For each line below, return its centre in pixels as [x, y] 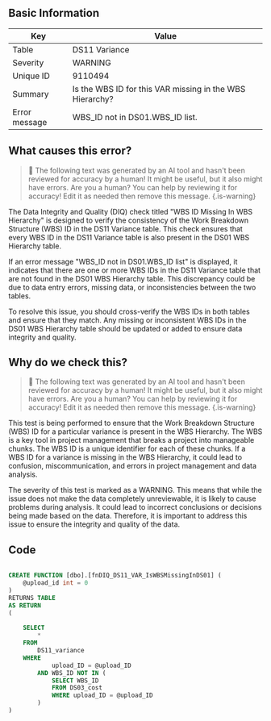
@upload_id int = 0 [56, 583]
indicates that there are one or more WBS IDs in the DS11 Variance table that [134, 270]
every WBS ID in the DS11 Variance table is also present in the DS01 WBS [129, 237]
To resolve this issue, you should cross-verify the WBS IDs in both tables [129, 311]
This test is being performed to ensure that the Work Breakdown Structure [132, 423]
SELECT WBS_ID [75, 681]
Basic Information [54, 13]
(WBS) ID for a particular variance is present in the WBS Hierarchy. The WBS [135, 431]
